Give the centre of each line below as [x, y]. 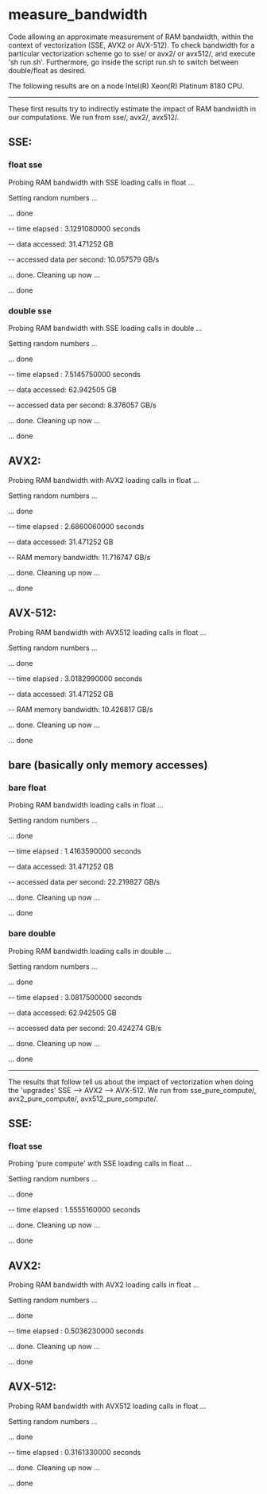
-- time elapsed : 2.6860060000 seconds [76, 526]
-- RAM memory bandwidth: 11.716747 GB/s [79, 557]
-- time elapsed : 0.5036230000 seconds [76, 1331]
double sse [30, 310]
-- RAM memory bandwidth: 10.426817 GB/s [81, 709]
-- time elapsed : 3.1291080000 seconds [74, 228]
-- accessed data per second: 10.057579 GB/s [84, 259]
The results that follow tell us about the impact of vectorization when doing [131, 1082]
